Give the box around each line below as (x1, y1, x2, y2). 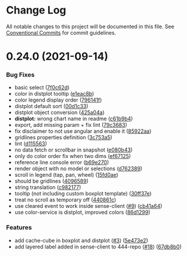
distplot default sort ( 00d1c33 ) (14, 103, 89, 110)
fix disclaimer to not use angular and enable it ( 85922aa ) (14, 127, 152, 135)
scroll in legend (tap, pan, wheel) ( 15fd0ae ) (14, 171, 118, 178)
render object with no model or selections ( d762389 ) (14, 165, 142, 172)
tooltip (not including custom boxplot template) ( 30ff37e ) (14, 190, 152, 197)
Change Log (6, 4, 66, 17)
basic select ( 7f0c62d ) (14, 84, 70, 91)
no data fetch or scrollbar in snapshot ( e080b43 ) (14, 146, 133, 153)
